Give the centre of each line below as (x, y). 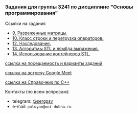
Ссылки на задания (25, 23)
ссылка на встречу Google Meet (38, 73)
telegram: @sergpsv (33, 101)
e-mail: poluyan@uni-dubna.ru (42, 107)
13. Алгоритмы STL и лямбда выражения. (55, 49)
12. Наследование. (32, 44)
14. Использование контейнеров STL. (51, 54)
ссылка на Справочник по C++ (37, 82)
